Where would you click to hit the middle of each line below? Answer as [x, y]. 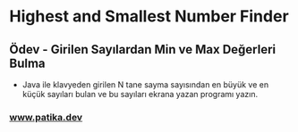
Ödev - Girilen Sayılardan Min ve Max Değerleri [143, 49]
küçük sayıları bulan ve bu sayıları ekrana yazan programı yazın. [140, 94]
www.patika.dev [46, 117]
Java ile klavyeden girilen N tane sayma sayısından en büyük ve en [145, 85]
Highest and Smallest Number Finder [149, 16]
